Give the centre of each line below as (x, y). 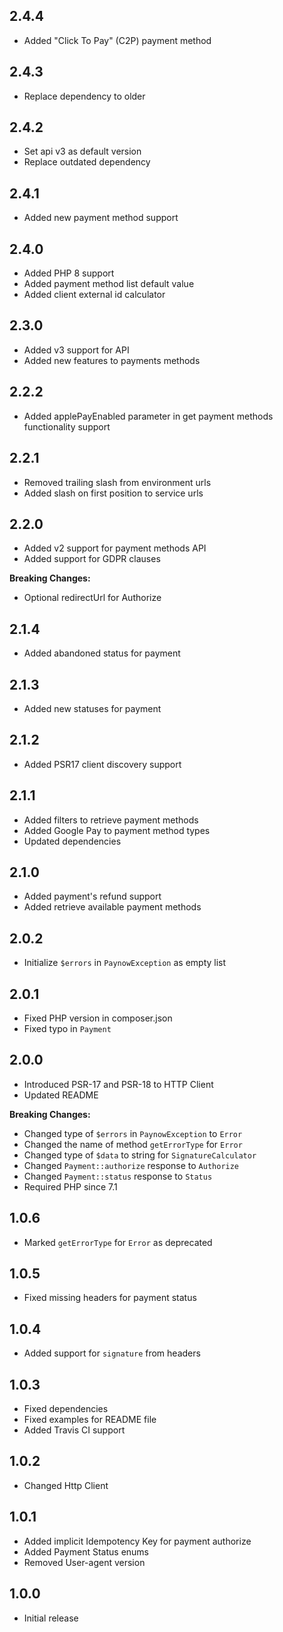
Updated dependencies (72, 841)
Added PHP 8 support (69, 273)
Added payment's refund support (92, 896)
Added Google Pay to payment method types (117, 830)
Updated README (61, 1095)
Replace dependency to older (84, 96)
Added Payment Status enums (86, 1551)
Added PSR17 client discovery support (102, 764)
